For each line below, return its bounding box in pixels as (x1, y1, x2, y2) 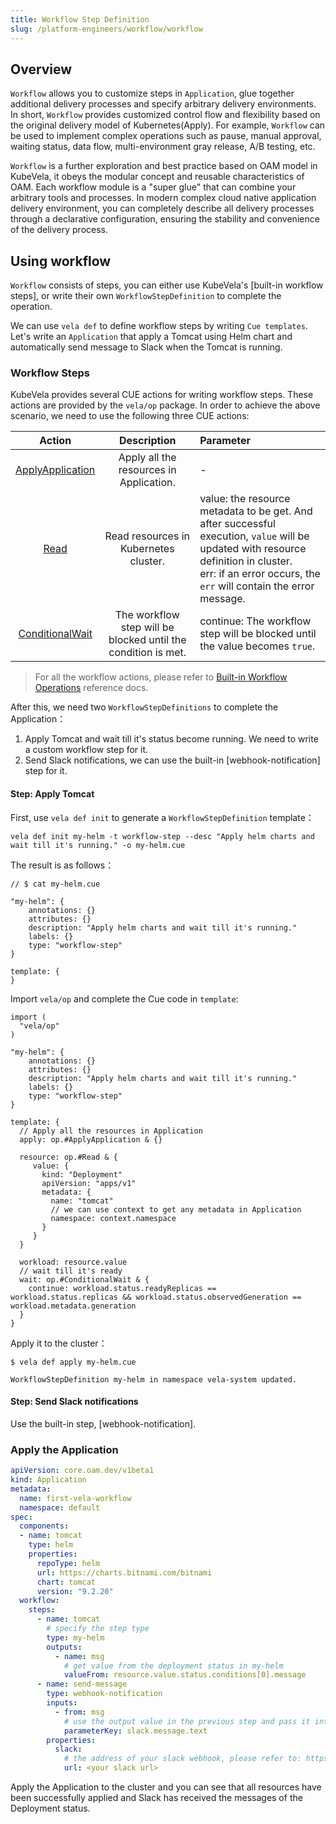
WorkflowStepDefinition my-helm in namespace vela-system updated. (10, 1374, 298, 1385)
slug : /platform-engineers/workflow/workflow (10, 24, 203, 34)
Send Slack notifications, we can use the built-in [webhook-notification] (24, 754, 321, 766)
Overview (10, 61, 73, 78)
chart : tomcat (36, 1577, 97, 1587)
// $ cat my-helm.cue (10, 879, 101, 889)
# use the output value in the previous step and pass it (63, 1716, 311, 1726)
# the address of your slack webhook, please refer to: (63, 1754, 302, 1764)
